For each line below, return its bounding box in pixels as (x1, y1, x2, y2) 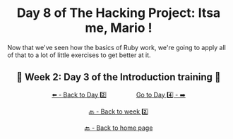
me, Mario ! (84, 20, 153, 36)
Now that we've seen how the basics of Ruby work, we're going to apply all (7, 43, 226, 52)
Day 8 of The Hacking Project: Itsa (16, 5, 221, 21)
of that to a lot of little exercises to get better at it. (7, 51, 151, 59)
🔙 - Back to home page (84, 123, 153, 132)
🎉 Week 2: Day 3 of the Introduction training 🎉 (16, 71, 221, 83)
